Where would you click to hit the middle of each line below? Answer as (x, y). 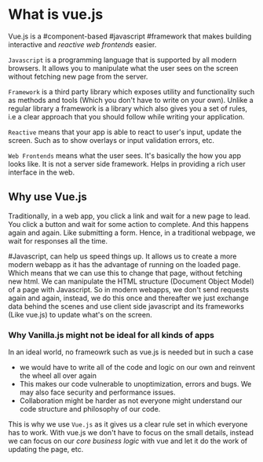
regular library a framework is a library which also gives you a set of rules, (128, 108)
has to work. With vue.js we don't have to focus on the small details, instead (131, 433)
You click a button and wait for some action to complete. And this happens (128, 224)
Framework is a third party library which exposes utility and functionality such (131, 91)
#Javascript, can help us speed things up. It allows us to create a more (122, 256)
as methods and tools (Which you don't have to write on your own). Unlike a (131, 100)
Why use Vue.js (48, 197)
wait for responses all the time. (58, 240)
